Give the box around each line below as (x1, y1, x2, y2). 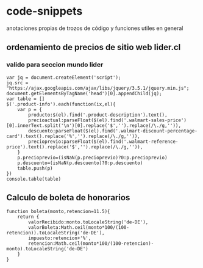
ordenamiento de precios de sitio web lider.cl (6, 42, 181, 53)
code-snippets (6, 4, 83, 18)
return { (17, 214, 40, 220)
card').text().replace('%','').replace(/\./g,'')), (6, 133, 140, 139)
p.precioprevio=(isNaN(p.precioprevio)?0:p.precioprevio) (17, 154, 168, 161)
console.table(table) (6, 176, 62, 182)
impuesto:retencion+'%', (28, 235, 91, 242)
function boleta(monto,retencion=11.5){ (6, 209, 111, 215)
